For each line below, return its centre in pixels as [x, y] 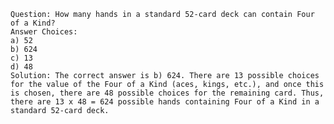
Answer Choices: [44, 32]
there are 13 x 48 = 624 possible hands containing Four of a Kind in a [165, 102]
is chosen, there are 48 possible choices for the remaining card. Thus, [167, 93]
